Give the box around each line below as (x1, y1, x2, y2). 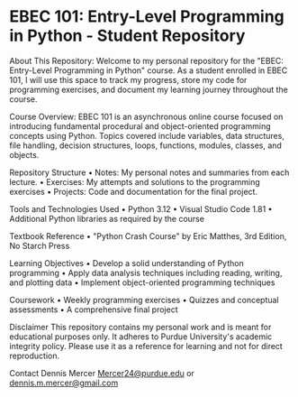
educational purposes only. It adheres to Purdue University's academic (9, 331, 273, 342)
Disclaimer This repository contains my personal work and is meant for (9, 321, 272, 332)
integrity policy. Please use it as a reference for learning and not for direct (9, 340, 284, 351)
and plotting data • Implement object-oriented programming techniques (9, 277, 275, 288)
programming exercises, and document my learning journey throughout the (9, 84, 288, 95)
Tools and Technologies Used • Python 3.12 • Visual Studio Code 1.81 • (9, 203, 273, 214)
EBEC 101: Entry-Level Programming (9, 6, 285, 27)
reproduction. (9, 350, 60, 361)
